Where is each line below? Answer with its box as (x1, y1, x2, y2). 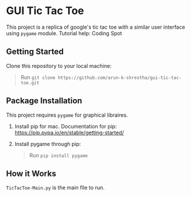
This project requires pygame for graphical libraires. (6, 111, 128, 118)
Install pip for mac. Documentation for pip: (14, 123, 117, 130)
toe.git (20, 80, 39, 86)
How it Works (6, 168, 56, 178)
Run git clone (20, 73, 56, 80)
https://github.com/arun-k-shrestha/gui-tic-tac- (58, 74, 182, 80)
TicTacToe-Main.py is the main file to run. (6, 184, 105, 191)
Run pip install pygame (29, 151, 88, 159)
